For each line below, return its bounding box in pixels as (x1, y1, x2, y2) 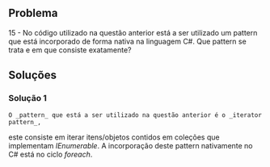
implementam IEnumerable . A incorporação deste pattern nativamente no (8, 140, 253, 150)
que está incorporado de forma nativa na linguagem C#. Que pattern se (8, 36, 247, 46)
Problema (8, 6, 58, 20)
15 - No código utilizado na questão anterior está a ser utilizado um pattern (8, 27, 258, 37)
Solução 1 (8, 93, 47, 104)
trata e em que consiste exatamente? (8, 44, 132, 55)
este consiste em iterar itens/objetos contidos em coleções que (8, 132, 220, 142)
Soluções (8, 69, 57, 82)
